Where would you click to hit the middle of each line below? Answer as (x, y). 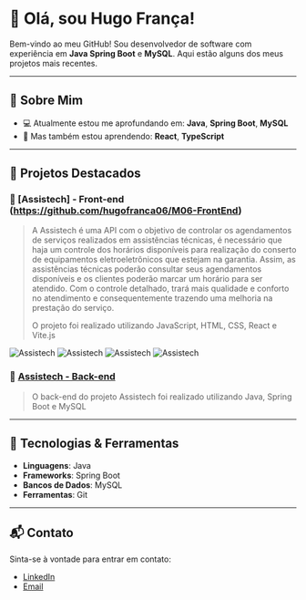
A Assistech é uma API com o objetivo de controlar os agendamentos (162, 231)
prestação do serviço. (73, 308)
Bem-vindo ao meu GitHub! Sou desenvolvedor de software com (131, 44)
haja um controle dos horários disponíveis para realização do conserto (164, 250)
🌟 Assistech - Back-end (62, 377)
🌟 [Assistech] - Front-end (67, 200)
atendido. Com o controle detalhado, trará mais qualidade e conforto (160, 289)
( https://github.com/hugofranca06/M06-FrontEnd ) (126, 211)
